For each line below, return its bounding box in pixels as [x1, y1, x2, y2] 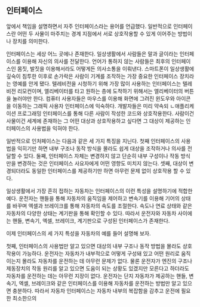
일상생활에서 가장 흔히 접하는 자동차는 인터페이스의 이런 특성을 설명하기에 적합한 [6, 187, 193, 194]
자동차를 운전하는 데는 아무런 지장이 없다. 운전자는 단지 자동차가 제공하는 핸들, [6, 272, 188, 279]
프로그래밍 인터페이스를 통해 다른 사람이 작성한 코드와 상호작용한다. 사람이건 [17, 110, 195, 117]
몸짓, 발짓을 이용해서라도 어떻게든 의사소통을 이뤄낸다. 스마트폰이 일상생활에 [17, 65, 195, 72]
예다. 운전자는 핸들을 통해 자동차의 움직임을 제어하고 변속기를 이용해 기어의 [6, 194, 180, 201]
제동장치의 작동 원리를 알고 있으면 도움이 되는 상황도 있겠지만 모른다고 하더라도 [6, 265, 190, 272]
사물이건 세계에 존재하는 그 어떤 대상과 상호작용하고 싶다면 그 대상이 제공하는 [6, 117, 185, 124]
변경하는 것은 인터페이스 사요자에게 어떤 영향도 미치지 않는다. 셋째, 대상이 [17, 160, 188, 167]
